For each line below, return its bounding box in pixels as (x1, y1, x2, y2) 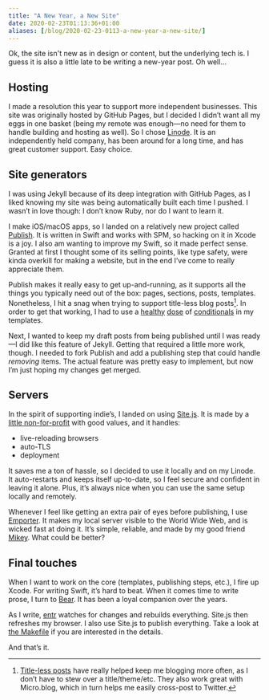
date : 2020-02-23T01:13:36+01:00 (8, 19, 120, 27)
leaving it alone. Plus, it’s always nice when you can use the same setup (8, 483, 246, 493)
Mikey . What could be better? (8, 533, 106, 543)
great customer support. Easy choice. (8, 144, 133, 154)
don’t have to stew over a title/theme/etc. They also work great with (19, 674, 243, 684)
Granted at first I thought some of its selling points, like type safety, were (8, 247, 248, 257)
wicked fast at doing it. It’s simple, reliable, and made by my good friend (8, 524, 246, 534)
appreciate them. (8, 264, 65, 274)
